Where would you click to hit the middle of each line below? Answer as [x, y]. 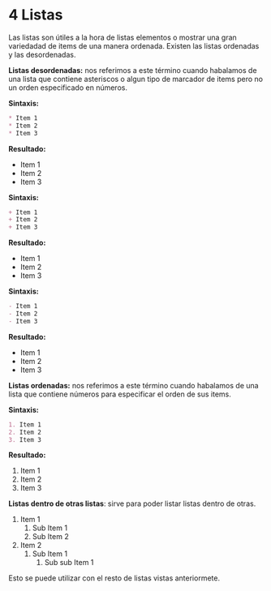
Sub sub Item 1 [69, 563]
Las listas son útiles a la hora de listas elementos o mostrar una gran [123, 37]
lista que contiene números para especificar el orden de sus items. [120, 394]
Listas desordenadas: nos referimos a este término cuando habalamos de [133, 70]
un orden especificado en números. [68, 88]
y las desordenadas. [42, 54]
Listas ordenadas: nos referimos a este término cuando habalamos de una [133, 385]
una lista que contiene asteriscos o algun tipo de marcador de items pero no [136, 79]
